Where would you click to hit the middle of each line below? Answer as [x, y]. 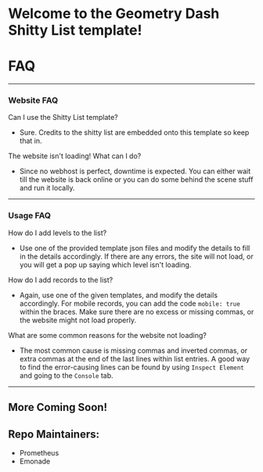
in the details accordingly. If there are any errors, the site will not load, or [137, 256]
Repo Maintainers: [54, 434]
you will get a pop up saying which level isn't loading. [105, 264]
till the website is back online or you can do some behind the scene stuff [136, 180]
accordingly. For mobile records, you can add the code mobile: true [130, 303]
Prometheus [39, 452]
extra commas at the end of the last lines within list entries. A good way [135, 358]
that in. [31, 141]
